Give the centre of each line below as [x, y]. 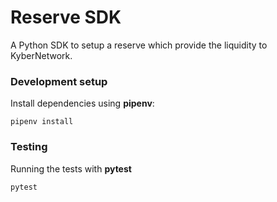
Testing [29, 147]
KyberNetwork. [41, 55]
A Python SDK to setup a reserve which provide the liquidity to [139, 45]
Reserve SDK [66, 17]
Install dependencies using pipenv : [82, 103]
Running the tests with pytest [71, 168]
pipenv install [42, 122]
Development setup [59, 81]
